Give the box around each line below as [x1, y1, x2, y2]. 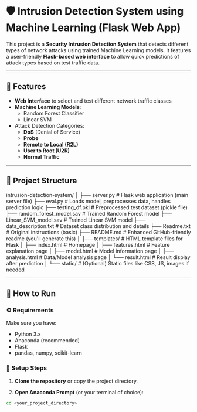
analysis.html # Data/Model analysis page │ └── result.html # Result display [6, 253, 191, 261]
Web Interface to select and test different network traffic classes [14, 97, 172, 104]
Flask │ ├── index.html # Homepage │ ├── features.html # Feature [6, 241, 170, 248]
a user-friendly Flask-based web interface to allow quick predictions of [6, 53, 180, 60]
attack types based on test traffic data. [6, 59, 100, 66]
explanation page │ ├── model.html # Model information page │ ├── [6, 247, 174, 254]
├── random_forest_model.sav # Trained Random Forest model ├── [6, 210, 172, 217]
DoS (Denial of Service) [23, 128, 81, 135]
